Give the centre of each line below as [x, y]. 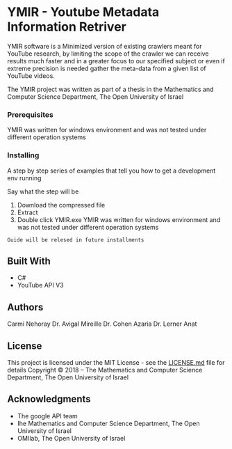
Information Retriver [67, 27]
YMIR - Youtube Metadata [83, 12]
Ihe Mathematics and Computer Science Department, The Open [108, 423]
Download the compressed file [61, 205]
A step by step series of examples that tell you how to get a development [111, 171]
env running [24, 178]
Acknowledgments [49, 399]
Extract [27, 212]
